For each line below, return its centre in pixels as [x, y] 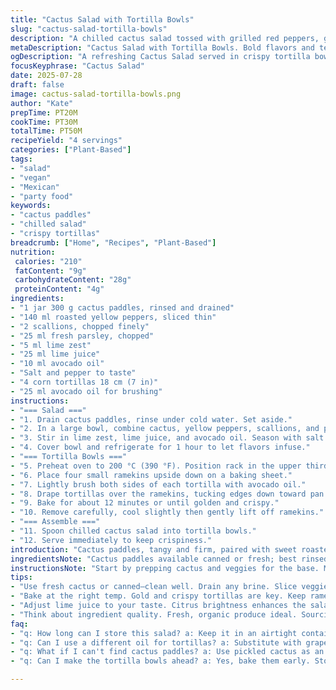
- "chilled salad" [48, 224]
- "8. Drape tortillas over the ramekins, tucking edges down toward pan [167, 494]
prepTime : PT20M [44, 112]
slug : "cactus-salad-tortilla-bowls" [89, 29]
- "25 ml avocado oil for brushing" [86, 391]
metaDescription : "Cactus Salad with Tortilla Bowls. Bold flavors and [162, 47]
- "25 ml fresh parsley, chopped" [82, 336]
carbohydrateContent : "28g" [73, 280]
